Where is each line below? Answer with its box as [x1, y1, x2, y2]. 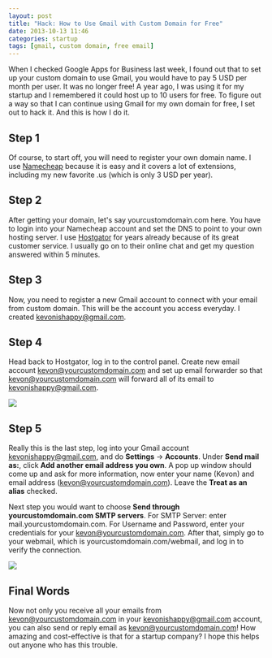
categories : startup [8, 34, 79, 43]
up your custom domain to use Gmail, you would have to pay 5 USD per [8, 73, 248, 83]
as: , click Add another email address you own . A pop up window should [8, 461, 252, 470]
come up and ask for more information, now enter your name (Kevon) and [8, 469, 255, 479]
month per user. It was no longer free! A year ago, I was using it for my [8, 82, 244, 92]
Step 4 [8, 335, 43, 349]
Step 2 [8, 193, 42, 207]
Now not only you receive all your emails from [8, 606, 162, 615]
